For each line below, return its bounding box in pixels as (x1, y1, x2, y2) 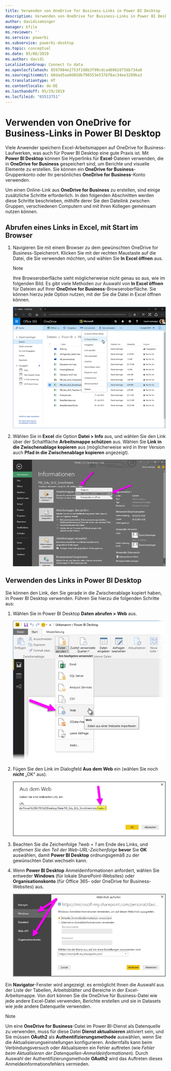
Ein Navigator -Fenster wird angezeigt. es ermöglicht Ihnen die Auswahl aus (5, 982, 164, 988)
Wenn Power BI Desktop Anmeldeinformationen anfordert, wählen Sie (12, 867, 160, 873)
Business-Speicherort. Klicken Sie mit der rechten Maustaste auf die (12, 250, 156, 256)
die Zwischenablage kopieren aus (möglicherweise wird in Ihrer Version (12, 444, 165, 450)
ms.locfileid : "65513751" (5, 94, 60, 99)
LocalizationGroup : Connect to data (5, 62, 83, 67)
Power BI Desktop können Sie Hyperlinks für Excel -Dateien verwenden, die (5, 155, 164, 161)
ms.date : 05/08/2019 (5, 51, 49, 56)
